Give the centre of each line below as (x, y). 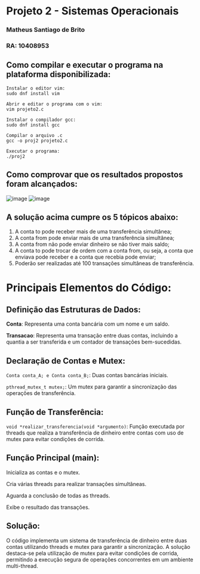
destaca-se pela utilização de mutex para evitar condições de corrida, (93, 553)
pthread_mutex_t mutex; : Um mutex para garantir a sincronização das (92, 387)
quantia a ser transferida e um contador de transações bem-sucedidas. (94, 342)
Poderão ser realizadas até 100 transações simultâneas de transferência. (104, 263)
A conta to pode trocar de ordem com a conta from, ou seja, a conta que (104, 251)
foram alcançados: (42, 184)
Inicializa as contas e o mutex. (43, 472)
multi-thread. (22, 566)
